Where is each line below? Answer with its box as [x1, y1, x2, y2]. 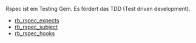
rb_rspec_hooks [14, 30, 55, 37]
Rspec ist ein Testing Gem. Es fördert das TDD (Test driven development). [5, 5, 191, 12]
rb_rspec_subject [14, 24, 58, 30]
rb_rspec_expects [14, 17, 59, 24]
